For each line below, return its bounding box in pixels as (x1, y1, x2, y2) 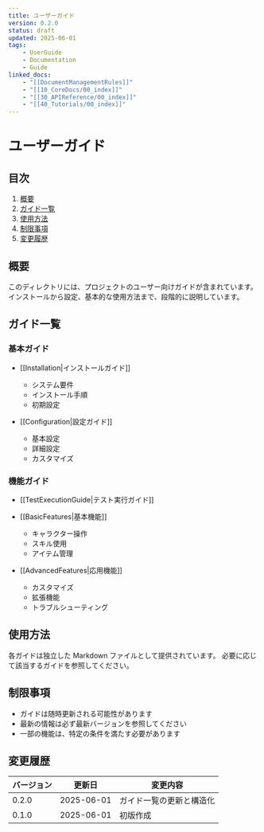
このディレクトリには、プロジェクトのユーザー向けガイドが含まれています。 (8, 282, 258, 291)
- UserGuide (22, 49, 62, 57)
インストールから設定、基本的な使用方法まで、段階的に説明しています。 (8, 291, 244, 301)
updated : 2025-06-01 (8, 33, 77, 42)
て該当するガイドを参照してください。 (8, 660, 134, 670)
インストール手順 (31, 389, 88, 399)
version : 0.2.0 (8, 19, 59, 27)
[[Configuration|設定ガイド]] (19, 416, 113, 426)
